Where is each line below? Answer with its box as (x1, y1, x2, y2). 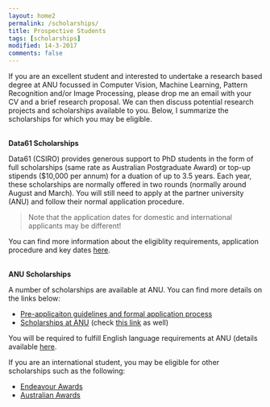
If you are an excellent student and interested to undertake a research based (8, 72, 263, 81)
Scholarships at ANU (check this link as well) (19, 318, 169, 327)
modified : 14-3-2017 (8, 42, 78, 50)
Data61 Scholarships (8, 139, 79, 147)
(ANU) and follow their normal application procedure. (8, 197, 185, 206)
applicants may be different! (27, 221, 122, 230)
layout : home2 (8, 11, 56, 20)
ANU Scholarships (8, 269, 72, 279)
